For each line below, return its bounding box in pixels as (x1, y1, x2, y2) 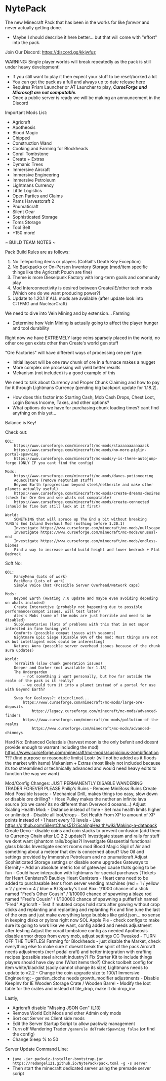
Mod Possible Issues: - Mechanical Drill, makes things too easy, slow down (5, 791, 158, 797)
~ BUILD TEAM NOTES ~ (5, 239, 56, 245)
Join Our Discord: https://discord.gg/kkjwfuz (5, 49, 96, 55)
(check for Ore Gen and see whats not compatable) (5, 495, 112, 500)
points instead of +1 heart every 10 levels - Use (5, 817, 101, 823)
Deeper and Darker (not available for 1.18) (14, 665, 107, 670)
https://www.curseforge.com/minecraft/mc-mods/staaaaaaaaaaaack (14, 443, 149, 448)
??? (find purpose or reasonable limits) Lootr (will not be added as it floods (5, 754, 157, 761)
